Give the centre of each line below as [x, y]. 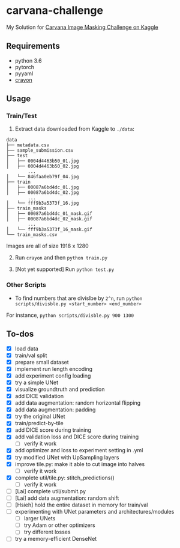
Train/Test [22, 116]
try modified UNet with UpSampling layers [67, 457]
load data [27, 348]
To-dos [20, 334]
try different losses [47, 532]
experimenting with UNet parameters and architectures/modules [94, 512]
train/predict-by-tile [39, 423]
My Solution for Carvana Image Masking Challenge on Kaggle [82, 27]
